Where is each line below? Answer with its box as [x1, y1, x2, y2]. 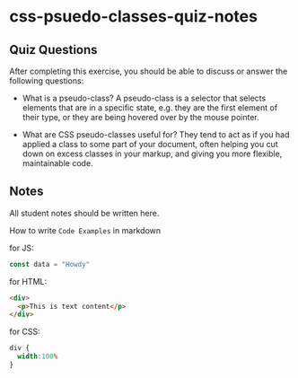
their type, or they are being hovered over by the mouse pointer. [22, 112, 260, 122]
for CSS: [9, 326, 40, 338]
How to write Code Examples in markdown [9, 224, 162, 235]
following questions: [9, 75, 84, 86]
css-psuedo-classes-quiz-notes [9, 6, 259, 27]
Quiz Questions [9, 42, 98, 57]
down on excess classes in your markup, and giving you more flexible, [22, 148, 283, 159]
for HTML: [9, 276, 48, 286]
